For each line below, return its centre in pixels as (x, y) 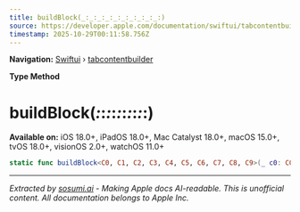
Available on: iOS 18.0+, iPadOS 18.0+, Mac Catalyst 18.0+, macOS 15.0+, (145, 137)
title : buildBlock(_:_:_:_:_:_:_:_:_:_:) (87, 17)
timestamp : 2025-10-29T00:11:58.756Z (79, 34)
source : (24, 26)
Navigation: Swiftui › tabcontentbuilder (81, 60)
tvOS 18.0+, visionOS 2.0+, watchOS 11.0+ (87, 147)
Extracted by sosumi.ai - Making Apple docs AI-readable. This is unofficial (146, 189)
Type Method (35, 77)
